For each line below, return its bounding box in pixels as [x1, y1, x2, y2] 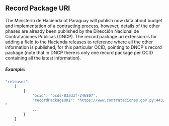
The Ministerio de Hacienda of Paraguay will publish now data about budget [5, 17, 162, 23]
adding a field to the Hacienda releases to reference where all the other [5, 39, 153, 45]
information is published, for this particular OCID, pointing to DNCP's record [5, 44, 162, 50]
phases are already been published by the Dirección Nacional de [5, 28, 139, 34]
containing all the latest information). [5, 55, 81, 61]
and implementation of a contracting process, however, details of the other [5, 23, 160, 29]
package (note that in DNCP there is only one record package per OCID [5, 49, 153, 55]
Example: [5, 67, 26, 73]
